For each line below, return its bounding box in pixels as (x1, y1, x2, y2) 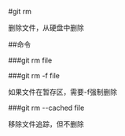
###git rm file (8, 55, 53, 65)
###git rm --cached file (8, 103, 85, 112)
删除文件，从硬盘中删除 (8, 23, 84, 32)
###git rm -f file (8, 71, 61, 80)
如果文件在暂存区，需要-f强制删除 (8, 87, 118, 96)
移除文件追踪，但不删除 (8, 119, 84, 129)
